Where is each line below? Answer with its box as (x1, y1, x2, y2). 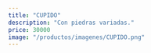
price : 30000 (8, 26, 51, 34)
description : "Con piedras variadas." (8, 19, 135, 26)
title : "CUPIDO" (8, 11, 61, 19)
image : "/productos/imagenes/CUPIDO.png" (8, 33, 146, 41)
